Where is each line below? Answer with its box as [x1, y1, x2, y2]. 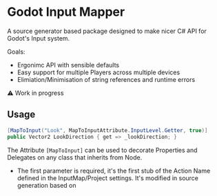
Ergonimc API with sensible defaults [17, 61, 119, 69]
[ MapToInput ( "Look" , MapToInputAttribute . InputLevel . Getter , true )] [7, 127, 208, 134]
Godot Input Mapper [7, 4, 125, 20]
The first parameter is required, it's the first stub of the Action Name [17, 166, 211, 175]
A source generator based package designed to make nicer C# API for [7, 27, 207, 35]
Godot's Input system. [7, 34, 70, 42]
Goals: [7, 47, 25, 56]
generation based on [17, 181, 76, 189]
